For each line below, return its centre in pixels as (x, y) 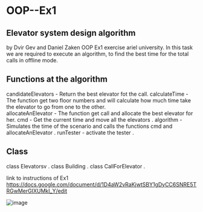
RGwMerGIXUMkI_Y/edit (37, 191)
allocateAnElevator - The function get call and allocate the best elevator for (100, 113)
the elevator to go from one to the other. (56, 107)
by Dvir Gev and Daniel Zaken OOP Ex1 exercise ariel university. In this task (100, 47)
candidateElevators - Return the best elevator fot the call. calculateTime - (97, 94)
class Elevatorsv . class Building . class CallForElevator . (76, 166)
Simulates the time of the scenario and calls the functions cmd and (89, 126)
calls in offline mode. (32, 60)
